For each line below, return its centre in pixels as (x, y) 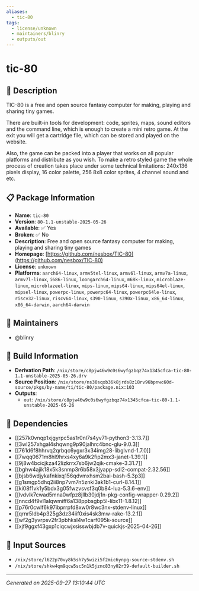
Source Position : (35, 382)
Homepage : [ (31, 254)
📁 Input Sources (36, 545)
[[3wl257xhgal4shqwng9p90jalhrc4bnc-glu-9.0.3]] (77, 444)
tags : (13, 23)
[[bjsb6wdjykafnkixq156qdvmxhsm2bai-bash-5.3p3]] (80, 476)
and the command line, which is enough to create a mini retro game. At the (97, 129)
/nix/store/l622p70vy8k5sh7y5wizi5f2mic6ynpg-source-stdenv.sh (94, 560)
